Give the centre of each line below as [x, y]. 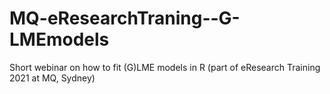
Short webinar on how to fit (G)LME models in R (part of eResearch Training [165, 67]
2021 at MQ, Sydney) [52, 78]
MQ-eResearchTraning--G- [125, 18]
